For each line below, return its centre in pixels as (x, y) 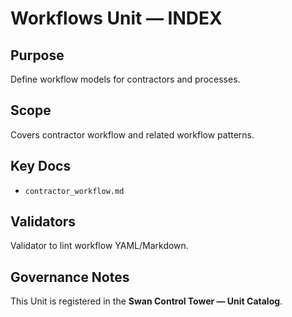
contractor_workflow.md (74, 191)
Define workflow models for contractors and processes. (125, 79)
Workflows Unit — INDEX (116, 18)
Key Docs (41, 166)
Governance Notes (70, 277)
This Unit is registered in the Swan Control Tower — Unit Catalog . (146, 301)
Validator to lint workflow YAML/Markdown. (99, 246)
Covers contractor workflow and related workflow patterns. (132, 134)
